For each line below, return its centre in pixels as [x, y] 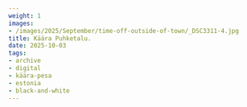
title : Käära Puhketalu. [50, 38]
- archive [25, 61]
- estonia [25, 83]
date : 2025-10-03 [37, 46]
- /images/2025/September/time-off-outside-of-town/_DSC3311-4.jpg [124, 31]
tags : [17, 53]
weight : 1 [25, 16]
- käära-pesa [30, 76]
